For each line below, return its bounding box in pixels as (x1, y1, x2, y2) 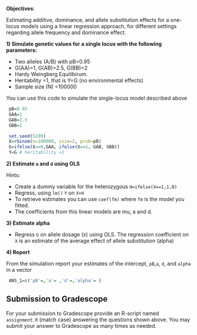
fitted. (14, 202, 29, 209)
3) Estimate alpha (6, 219, 50, 226)
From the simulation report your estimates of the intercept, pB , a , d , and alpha (6, 260, 192, 267)
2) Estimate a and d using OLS (6, 160, 80, 167)
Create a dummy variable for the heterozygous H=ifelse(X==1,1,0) (14, 183, 178, 190)
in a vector (6, 267, 32, 273)
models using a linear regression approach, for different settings (20, 23, 177, 29)
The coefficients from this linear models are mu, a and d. (14, 208, 153, 215)
